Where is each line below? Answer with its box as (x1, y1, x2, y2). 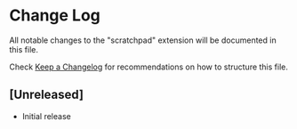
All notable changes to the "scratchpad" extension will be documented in (9, 35, 277, 45)
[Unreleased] (9, 87, 84, 102)
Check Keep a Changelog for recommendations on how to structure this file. (9, 61, 289, 72)
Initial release (21, 110, 71, 121)
